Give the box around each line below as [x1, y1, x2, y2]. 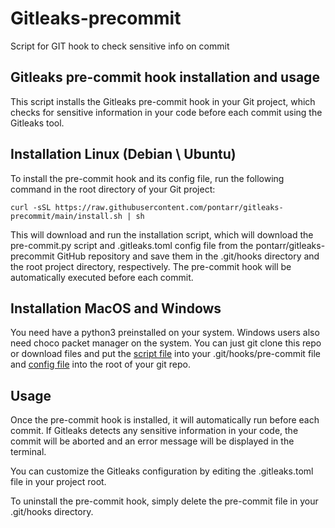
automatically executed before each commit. [10, 271, 194, 283]
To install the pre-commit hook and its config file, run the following [10, 172, 285, 184]
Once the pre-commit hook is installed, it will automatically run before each [10, 414, 320, 426]
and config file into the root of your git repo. [10, 358, 191, 371]
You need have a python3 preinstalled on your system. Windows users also [10, 327, 320, 339]
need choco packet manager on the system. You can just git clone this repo [10, 337, 322, 349]
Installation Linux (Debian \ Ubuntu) [10, 146, 237, 163]
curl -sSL [10, 202, 52, 212]
